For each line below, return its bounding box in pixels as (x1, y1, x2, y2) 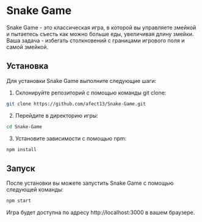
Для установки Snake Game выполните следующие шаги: (6, 77, 157, 84)
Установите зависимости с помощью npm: (15, 135, 127, 142)
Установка (6, 61, 49, 71)
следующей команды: (6, 186, 64, 193)
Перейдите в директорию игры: (15, 112, 99, 119)
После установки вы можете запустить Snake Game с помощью (6, 179, 174, 187)
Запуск (6, 163, 35, 174)
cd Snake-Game (6, 123, 43, 130)
